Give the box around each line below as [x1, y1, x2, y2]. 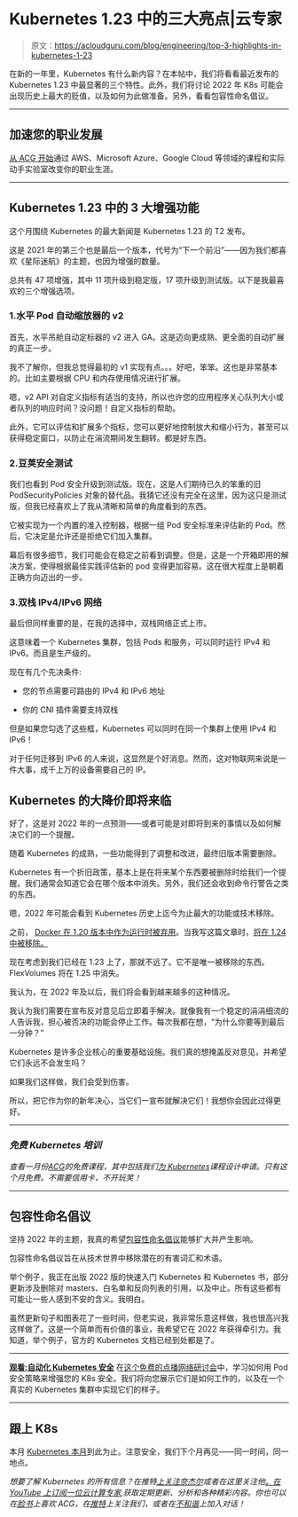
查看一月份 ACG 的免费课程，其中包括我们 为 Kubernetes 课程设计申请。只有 [9, 1160, 280, 1172]
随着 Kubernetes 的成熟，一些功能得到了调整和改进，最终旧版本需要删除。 [9, 848, 281, 859]
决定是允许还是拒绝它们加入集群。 [32, 531, 157, 542]
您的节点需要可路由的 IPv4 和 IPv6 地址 [21, 686, 166, 696]
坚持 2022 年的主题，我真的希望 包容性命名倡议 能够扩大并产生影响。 [9, 1234, 259, 1245]
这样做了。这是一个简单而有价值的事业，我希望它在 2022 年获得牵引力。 [9, 1324, 274, 1334]
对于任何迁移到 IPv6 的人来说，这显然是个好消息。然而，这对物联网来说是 [9, 753, 279, 764]
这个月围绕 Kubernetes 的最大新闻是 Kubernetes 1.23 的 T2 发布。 [9, 225, 250, 236]
